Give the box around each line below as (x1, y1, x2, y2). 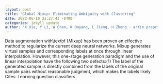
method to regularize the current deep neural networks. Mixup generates (5, 43, 151, 49)
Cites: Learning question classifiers (5, 74, 76, 80)
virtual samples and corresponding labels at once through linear (5, 48, 133, 54)
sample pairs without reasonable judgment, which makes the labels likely (5, 69, 151, 74)
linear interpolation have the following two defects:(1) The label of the (5, 59, 144, 64)
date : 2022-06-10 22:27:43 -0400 (5, 16, 73, 21)
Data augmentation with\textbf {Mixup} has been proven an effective (5, 38, 142, 44)
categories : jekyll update (5, 20, 60, 25)
